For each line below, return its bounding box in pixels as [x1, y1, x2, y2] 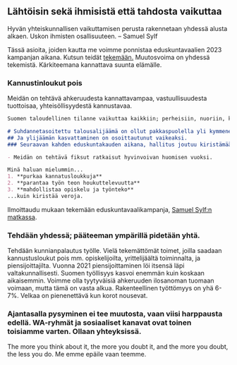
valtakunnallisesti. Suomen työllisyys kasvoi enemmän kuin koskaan [7, 269, 205, 278]
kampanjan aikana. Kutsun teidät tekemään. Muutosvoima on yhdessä [7, 53, 210, 61]
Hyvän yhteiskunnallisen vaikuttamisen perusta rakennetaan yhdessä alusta [7, 24, 228, 32]
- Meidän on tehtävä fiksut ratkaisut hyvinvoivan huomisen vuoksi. [7, 154, 213, 161]
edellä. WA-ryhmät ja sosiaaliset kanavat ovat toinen [7, 318, 192, 328]
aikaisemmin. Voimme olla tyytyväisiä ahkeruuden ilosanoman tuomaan [7, 276, 214, 285]
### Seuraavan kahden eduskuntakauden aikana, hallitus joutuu [7, 141, 197, 148]
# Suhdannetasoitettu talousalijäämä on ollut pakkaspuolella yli [7, 128, 207, 135]
